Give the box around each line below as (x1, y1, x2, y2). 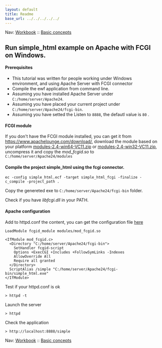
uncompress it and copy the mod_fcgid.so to (5, 149, 95, 155)
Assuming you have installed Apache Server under (12, 91, 113, 97)
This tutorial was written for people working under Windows (12, 75, 132, 81)
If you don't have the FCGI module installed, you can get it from (5, 133, 132, 139)
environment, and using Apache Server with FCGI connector (12, 81, 133, 86)
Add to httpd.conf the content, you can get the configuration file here (5, 219, 144, 225)
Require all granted (14, 258, 55, 263)
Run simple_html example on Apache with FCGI (5, 43, 151, 51)
